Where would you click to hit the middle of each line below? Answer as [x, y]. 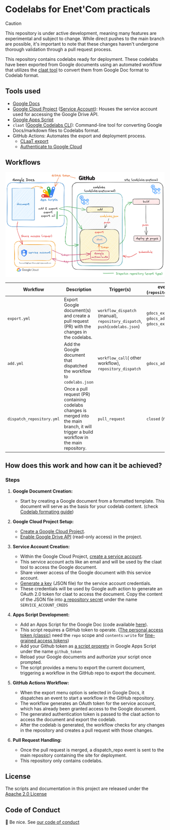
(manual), [108, 316]
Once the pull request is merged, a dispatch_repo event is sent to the [92, 750]
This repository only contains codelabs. [61, 761]
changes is [75, 410]
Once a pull [76, 389]
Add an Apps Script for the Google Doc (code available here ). [84, 624]
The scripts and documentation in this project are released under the [77, 788]
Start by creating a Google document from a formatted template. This [92, 501]
